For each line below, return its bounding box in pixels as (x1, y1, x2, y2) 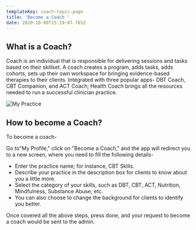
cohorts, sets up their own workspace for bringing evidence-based (6, 70, 170, 77)
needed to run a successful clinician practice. (6, 89, 117, 96)
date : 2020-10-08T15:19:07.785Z (6, 20, 86, 25)
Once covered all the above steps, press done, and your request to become (6, 212, 191, 219)
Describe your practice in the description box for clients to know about (14, 169, 188, 175)
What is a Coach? (6, 41, 72, 52)
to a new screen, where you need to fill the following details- (6, 151, 154, 158)
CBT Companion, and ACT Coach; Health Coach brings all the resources (6, 82, 183, 90)
